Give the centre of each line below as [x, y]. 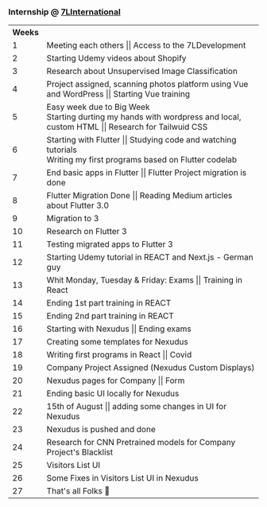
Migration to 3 [73, 219]
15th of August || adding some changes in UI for [137, 407]
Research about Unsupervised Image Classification [142, 72]
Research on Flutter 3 [87, 232]
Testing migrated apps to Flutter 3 [110, 244]
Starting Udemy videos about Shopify [116, 58]
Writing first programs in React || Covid [119, 355]
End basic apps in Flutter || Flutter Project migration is [147, 173]
